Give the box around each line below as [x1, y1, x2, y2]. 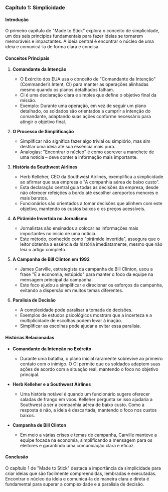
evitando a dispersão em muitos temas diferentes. [20, 287, 124, 293]
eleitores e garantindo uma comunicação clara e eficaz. [20, 442, 135, 448]
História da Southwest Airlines [12, 164, 78, 170]
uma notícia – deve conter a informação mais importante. [20, 154, 138, 160]
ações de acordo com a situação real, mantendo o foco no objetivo [20, 366, 159, 372]
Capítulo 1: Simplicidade [5, 4, 65, 11]
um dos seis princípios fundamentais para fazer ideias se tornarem [5, 33, 143, 39]
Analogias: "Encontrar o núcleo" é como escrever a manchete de [20, 149, 154, 155]
